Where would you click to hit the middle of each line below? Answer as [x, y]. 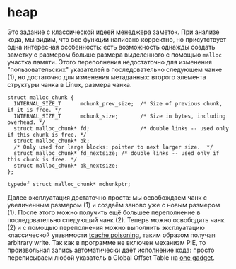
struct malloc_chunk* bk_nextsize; [66, 166]
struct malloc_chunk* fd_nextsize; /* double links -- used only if [117, 153]
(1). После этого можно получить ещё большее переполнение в [104, 212]
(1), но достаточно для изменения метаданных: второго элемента [107, 77]
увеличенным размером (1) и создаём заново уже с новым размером [114, 205]
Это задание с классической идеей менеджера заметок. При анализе [113, 32]
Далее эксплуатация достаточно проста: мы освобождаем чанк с [107, 197]
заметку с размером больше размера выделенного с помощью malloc [115, 55]
